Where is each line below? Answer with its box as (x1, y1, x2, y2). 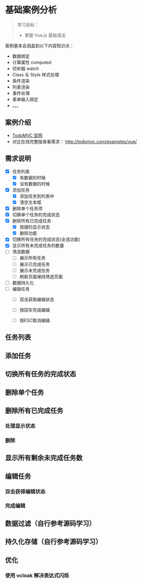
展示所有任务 (19, 255, 46, 261)
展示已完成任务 (19, 261, 50, 267)
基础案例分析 (5, 4, 57, 16)
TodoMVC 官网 (12, 132, 43, 138)
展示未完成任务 (19, 267, 50, 273)
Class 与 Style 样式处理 (12, 72, 59, 77)
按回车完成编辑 (19, 307, 50, 313)
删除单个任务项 (12, 205, 43, 211)
